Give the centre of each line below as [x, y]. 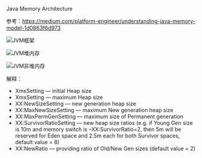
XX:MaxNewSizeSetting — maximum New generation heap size [94, 110]
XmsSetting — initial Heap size [53, 91]
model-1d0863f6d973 [34, 28]
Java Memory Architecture [40, 9]
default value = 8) [37, 142]
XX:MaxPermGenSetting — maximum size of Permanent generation [99, 116]
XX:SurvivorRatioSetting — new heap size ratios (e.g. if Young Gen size [104, 123]
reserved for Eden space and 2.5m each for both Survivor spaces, [97, 136]
